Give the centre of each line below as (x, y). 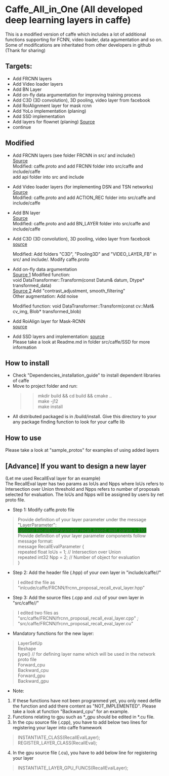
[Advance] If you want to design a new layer (76, 466)
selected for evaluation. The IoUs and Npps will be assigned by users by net (85, 494)
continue (22, 127)
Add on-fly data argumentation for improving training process (77, 94)
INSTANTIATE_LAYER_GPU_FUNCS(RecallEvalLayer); (73, 768)
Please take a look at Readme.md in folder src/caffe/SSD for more (81, 342)
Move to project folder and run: (45, 386)
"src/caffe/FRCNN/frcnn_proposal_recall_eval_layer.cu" (75, 623)
